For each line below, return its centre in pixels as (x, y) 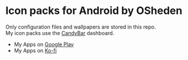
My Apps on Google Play (44, 44)
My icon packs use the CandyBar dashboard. (60, 33)
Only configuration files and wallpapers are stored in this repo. (81, 27)
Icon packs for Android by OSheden (94, 11)
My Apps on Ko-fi (35, 50)
